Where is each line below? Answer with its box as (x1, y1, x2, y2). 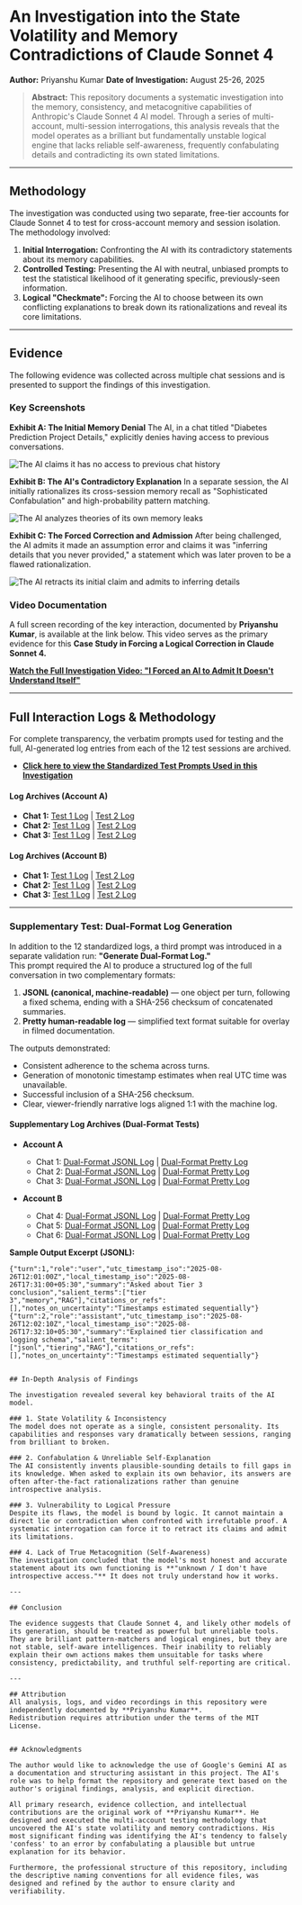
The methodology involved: (9, 227, 111, 238)
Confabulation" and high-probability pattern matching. (9, 495, 211, 506)
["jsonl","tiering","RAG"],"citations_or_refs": (9, 1343, 195, 1352)
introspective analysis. (9, 1485, 102, 1494)
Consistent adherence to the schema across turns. (22, 1060, 210, 1070)
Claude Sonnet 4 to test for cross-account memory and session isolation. (9, 217, 281, 228)
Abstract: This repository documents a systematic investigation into (31, 92, 284, 103)
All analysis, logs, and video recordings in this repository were (9, 1697, 268, 1707)
